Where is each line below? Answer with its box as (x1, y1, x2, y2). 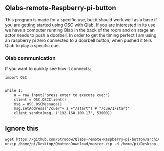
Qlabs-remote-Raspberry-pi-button (5, 4, 116, 12)
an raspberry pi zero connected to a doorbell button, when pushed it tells (5, 37, 152, 43)
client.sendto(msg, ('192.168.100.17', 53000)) (14, 111, 112, 116)
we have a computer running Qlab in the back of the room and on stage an (5, 27, 155, 33)
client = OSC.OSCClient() (14, 97, 67, 102)
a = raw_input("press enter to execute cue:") (14, 92, 110, 98)
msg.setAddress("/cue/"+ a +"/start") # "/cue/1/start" (14, 106, 130, 111)
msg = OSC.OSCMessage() (14, 101, 62, 106)
